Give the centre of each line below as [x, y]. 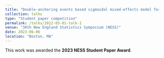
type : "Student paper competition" [41, 18]
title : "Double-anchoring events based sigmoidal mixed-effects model [78, 9]
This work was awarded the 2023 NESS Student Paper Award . [68, 50]
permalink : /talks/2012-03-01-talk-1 [43, 23]
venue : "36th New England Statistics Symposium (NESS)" [63, 28]
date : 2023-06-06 [23, 32]
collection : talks [24, 14]
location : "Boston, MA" [29, 37]
